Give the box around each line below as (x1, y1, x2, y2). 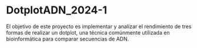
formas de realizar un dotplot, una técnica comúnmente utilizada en (6, 29, 170, 36)
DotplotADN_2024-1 (6, 4, 108, 17)
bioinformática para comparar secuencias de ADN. (6, 35, 129, 42)
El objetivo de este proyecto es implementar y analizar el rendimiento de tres (6, 23, 192, 30)
